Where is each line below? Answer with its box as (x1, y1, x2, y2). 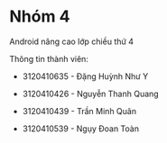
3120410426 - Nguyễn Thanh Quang (22, 88, 160, 99)
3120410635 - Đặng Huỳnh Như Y (22, 70, 149, 82)
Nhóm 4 (9, 6, 70, 27)
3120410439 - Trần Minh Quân (22, 105, 137, 116)
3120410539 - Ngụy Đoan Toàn (22, 123, 140, 134)
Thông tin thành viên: (9, 53, 88, 64)
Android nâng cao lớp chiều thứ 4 (9, 36, 134, 47)
